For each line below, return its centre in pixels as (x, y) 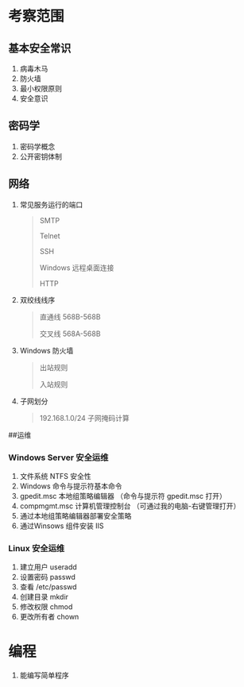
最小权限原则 (41, 89)
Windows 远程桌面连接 (77, 268)
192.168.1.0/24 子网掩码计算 (84, 418)
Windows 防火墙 (46, 350)
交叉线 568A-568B (70, 334)
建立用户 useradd (48, 567)
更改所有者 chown (49, 617)
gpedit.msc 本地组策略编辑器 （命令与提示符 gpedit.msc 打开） (123, 496)
